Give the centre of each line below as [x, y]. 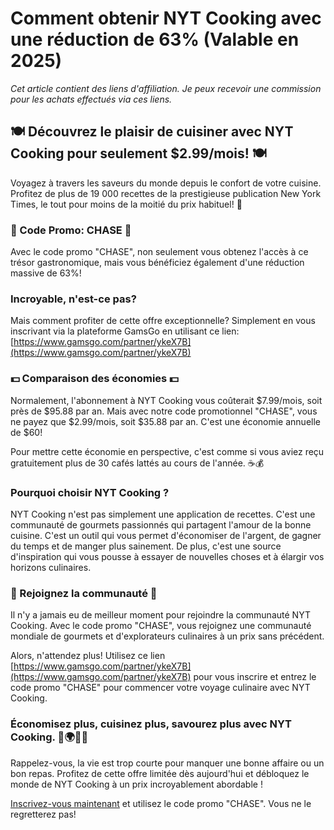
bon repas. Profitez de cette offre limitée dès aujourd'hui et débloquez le [160, 773]
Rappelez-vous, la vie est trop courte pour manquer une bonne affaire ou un [167, 763]
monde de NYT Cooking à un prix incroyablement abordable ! [136, 784]
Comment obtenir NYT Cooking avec [166, 18]
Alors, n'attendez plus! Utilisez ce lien [88, 656]
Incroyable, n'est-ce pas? [73, 299]
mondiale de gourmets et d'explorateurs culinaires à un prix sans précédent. [167, 636]
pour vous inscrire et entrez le [255, 677]
